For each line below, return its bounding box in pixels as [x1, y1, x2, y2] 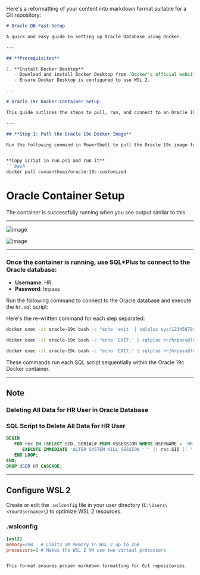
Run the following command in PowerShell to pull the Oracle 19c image [6, 142, 187, 148]
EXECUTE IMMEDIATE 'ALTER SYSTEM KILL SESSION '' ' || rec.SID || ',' [21, 447, 198, 453]
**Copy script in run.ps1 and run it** [6, 158, 105, 164]
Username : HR [14, 279, 52, 286]
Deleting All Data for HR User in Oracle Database [6, 406, 149, 414]
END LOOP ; [14, 452, 39, 459]
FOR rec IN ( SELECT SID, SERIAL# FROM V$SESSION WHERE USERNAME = [14, 441, 183, 447]
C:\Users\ [143, 502, 168, 508]
